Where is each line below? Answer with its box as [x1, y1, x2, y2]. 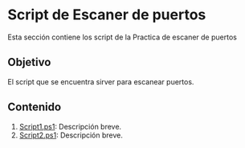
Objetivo [7, 55, 51, 69]
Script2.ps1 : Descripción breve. [18, 130, 124, 140]
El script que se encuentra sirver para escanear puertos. [7, 76, 194, 86]
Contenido [7, 101, 62, 114]
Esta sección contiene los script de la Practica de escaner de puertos [7, 32, 238, 42]
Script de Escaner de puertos [7, 6, 206, 24]
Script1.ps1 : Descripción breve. [18, 121, 122, 131]
